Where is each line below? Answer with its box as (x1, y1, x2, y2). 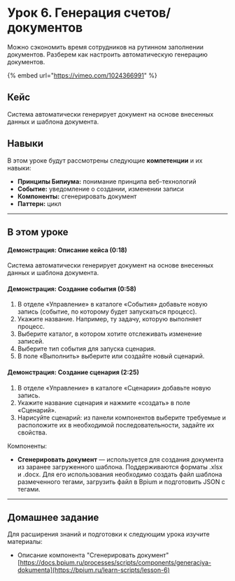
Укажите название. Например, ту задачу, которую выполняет (17, 315, 202, 323)
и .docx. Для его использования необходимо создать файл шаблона (17, 470, 222, 478)
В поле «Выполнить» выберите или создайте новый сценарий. (17, 352, 205, 360)
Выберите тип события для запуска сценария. (17, 344, 156, 353)
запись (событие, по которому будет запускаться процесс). (17, 307, 197, 316)
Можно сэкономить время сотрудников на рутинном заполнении (7, 43, 204, 51)
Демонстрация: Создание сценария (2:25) (7, 368, 140, 376)
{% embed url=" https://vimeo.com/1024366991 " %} (7, 71, 157, 80)
